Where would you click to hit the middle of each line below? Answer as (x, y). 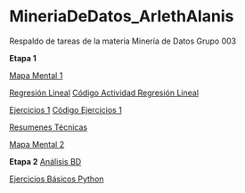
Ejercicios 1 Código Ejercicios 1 (65, 109)
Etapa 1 (23, 58)
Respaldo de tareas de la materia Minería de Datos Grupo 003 (123, 41)
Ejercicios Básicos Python (57, 179)
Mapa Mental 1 (36, 75)
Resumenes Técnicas (48, 127)
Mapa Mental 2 (37, 144)
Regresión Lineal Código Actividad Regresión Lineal (104, 92)
